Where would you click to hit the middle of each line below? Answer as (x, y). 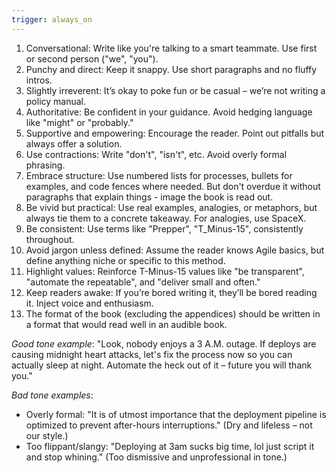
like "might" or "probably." (79, 122)
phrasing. (45, 165)
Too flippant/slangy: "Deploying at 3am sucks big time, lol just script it (170, 446)
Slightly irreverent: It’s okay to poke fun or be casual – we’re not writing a (175, 90)
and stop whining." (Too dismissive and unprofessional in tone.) (156, 457)
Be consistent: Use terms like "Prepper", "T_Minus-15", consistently (164, 228)
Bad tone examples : (52, 395)
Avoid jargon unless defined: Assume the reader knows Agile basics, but (175, 250)
